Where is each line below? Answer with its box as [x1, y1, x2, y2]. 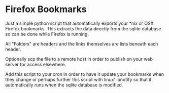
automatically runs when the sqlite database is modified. [5, 82, 123, 88]
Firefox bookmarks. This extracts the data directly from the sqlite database [5, 25, 161, 31]
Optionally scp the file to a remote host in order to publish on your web [5, 56, 153, 62]
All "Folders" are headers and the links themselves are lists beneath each [5, 40, 158, 46]
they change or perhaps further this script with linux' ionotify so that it [5, 76, 152, 82]
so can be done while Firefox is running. [5, 31, 89, 37]
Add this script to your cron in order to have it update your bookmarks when [5, 71, 164, 77]
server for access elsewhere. [5, 61, 66, 67]
